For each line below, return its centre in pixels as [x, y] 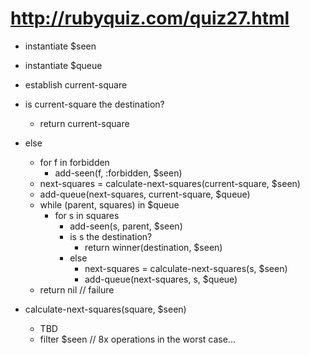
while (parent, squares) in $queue [109, 204]
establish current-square [76, 84]
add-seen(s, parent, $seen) [126, 226]
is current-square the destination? [94, 104]
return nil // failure [77, 289]
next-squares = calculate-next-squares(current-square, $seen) [170, 183]
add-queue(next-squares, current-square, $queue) [145, 194]
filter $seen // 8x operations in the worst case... [137, 339]
